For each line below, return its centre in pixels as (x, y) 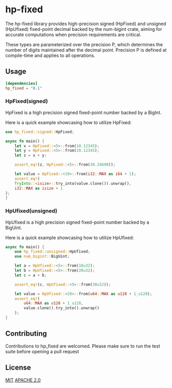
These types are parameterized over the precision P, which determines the (84, 44)
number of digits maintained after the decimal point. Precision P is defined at (86, 50)
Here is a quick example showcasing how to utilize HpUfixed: (70, 238)
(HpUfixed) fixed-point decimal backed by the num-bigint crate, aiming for (84, 29)
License (18, 368)
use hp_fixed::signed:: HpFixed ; (40, 132)
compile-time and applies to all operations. (50, 55)
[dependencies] (21, 83)
